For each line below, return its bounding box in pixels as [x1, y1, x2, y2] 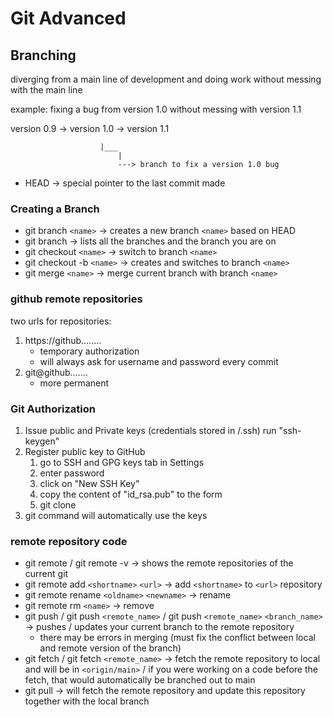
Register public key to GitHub [24, 445, 146, 457]
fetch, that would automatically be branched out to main [24, 674, 256, 686]
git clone [39, 498, 77, 511]
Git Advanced [10, 7, 127, 30]
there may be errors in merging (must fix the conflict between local [39, 632, 316, 644]
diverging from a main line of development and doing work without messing [10, 73, 322, 85]
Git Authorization [10, 402, 96, 416]
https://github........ [24, 334, 102, 346]
